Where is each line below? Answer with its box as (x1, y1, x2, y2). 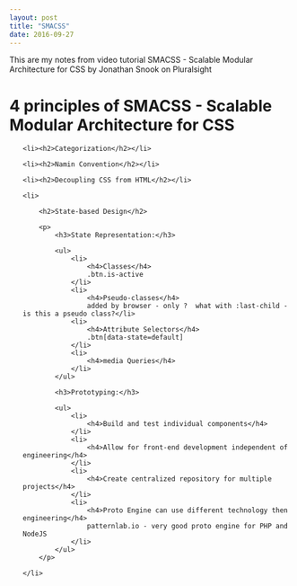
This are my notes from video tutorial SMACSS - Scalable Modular (9, 55, 254, 66)
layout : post (9, 13, 58, 22)
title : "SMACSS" (9, 22, 70, 31)
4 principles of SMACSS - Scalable (9, 95, 272, 116)
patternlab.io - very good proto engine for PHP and (86, 522, 289, 531)
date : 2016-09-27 (9, 30, 74, 39)
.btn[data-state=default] (86, 333, 184, 342)
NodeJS (22, 529, 48, 539)
